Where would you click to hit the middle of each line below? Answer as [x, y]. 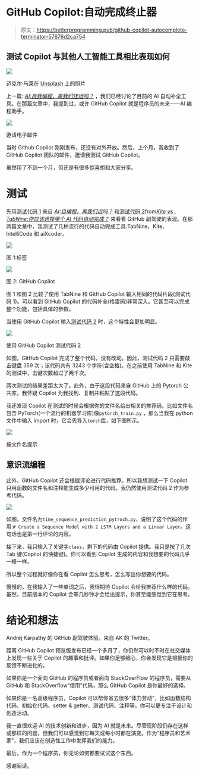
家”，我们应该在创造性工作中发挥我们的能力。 [62, 740]
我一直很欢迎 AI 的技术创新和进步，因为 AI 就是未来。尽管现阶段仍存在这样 [97, 726]
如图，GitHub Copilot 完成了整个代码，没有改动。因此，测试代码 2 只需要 [96, 358]
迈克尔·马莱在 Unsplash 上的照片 [46, 83]
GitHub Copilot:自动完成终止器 [82, 12]
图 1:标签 [17, 257]
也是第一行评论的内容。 [45, 534]
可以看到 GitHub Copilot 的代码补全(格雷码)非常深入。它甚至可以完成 [106, 301]
